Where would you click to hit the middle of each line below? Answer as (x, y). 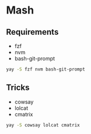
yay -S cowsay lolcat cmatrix (43, 125)
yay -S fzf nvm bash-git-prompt (45, 69)
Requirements (32, 32)
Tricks (18, 88)
